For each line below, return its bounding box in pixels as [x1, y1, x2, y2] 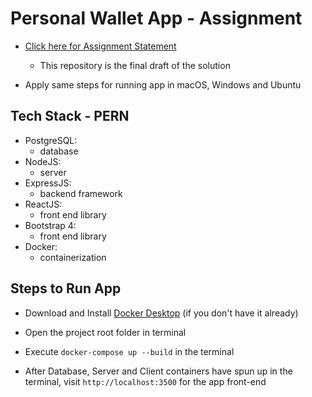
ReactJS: [24, 198, 63, 210]
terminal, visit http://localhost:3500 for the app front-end [24, 375, 267, 387]
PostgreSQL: [24, 134, 78, 146]
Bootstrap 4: [24, 219, 77, 231]
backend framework [39, 187, 123, 199]
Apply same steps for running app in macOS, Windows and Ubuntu [24, 78, 302, 91]
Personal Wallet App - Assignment [10, 7, 303, 30]
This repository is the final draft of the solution [39, 59, 231, 71]
